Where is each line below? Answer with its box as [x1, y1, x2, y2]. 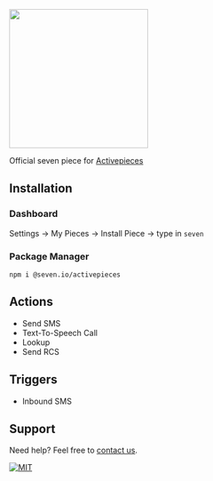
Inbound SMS [21, 396, 73, 406]
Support [9, 421, 56, 437]
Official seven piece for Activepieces [9, 156, 144, 165]
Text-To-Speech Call [21, 327, 98, 338]
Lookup [21, 337, 51, 348]
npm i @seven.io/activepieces [9, 270, 122, 279]
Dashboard [9, 208, 59, 220]
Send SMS [21, 317, 61, 328]
